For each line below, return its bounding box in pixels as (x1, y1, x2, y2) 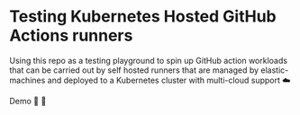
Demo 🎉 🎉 (9, 95, 47, 106)
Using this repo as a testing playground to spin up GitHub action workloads (9, 55, 288, 66)
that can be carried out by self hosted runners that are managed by (9, 65, 259, 75)
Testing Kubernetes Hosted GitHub (9, 6, 277, 27)
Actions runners (9, 25, 133, 46)
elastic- (260, 65, 289, 75)
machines (9, 75, 46, 85)
